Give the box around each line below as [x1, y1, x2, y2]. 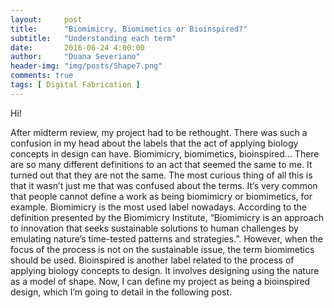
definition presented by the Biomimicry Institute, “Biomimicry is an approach [10, 211, 324, 223]
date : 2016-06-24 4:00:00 [10, 42, 145, 53]
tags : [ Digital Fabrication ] [10, 80, 141, 90]
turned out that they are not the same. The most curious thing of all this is [10, 169, 313, 181]
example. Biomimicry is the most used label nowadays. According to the [10, 201, 307, 213]
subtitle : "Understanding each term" [10, 33, 177, 43]
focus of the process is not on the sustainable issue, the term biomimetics [10, 243, 315, 255]
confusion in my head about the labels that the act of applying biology [10, 137, 299, 149]
